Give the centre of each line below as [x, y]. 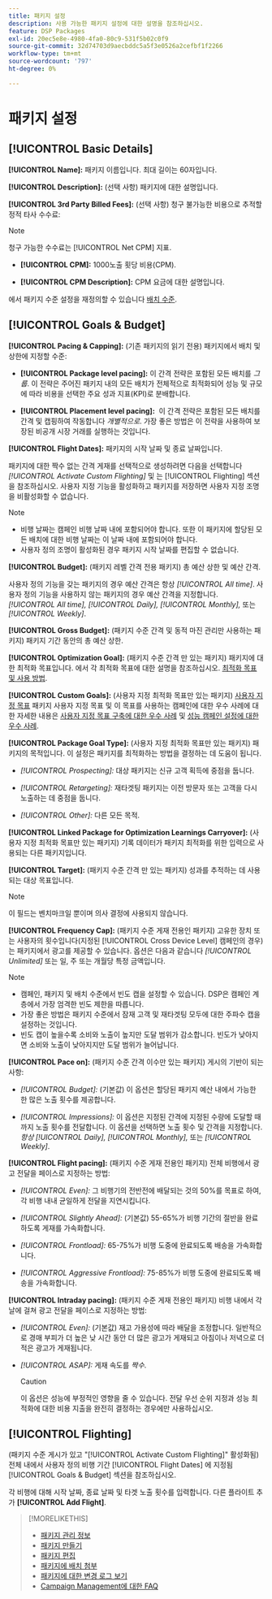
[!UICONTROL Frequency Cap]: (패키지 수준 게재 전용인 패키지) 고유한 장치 [130, 930]
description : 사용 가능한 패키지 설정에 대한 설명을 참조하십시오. [106, 24]
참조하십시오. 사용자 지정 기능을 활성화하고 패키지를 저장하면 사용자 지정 [131, 486]
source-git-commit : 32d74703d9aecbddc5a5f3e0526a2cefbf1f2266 [116, 46]
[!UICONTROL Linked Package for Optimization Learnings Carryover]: [128, 832]
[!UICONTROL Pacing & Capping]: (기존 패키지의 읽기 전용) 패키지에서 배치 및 [135, 345]
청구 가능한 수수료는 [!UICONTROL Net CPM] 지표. [90, 247]
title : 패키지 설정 [37, 16]
